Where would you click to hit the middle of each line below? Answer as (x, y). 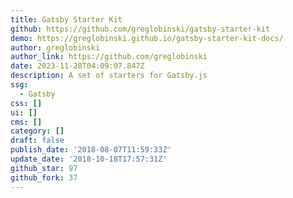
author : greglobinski (55, 47)
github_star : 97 (44, 168)
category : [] (37, 131)
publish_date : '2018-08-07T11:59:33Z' (91, 150)
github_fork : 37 (44, 177)
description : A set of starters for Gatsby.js (109, 76)
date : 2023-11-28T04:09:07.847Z (77, 66)
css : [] (26, 103)
